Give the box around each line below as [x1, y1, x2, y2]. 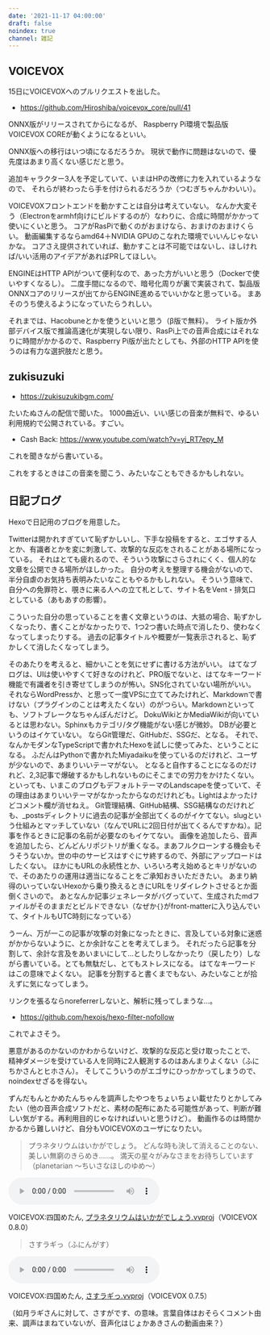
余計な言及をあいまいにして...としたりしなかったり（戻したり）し [35, 949, 254, 958]
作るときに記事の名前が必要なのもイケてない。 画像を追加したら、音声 [22, 830, 258, 840]
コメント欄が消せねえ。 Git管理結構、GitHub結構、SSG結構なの [15, 800, 227, 810]
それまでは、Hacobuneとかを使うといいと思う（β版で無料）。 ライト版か [8, 316, 251, 326]
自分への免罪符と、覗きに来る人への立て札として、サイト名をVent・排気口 [8, 584, 256, 594]
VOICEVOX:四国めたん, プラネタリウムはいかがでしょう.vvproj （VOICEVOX [8, 1212, 258, 1222]
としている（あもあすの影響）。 [8, 594, 111, 604]
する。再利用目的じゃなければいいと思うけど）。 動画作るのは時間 [35, 1113, 254, 1123]
